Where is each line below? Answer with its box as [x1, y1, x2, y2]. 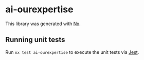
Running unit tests [5, 35, 65, 44]
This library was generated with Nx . [5, 21, 81, 27]
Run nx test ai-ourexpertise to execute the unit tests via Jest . [5, 49, 139, 55]
